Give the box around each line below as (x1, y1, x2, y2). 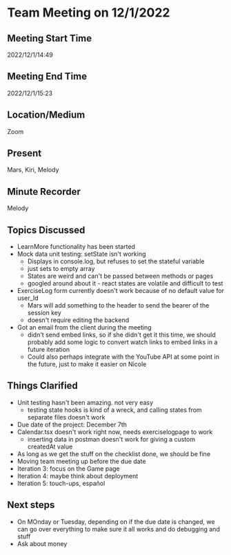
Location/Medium (7, 109, 86, 121)
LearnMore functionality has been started (17, 243, 136, 251)
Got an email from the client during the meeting (17, 323, 152, 332)
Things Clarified (7, 380, 78, 392)
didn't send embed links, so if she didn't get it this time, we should (27, 330, 216, 339)
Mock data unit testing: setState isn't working (17, 250, 146, 258)
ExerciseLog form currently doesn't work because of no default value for (17, 287, 225, 295)
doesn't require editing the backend (27, 316, 130, 324)
